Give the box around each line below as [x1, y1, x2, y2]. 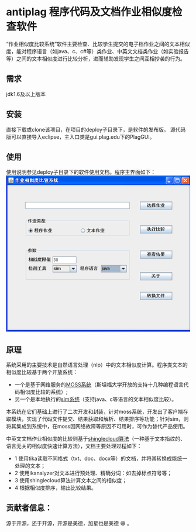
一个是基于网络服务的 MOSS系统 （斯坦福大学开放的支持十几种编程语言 [14, 381, 184, 388]
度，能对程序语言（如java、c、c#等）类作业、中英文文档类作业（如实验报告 [6, 47, 189, 54]
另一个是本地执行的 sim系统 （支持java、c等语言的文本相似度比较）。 [14, 396, 177, 403]
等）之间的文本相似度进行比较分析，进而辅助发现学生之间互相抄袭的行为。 [6, 55, 185, 62]
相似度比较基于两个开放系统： [6, 368, 78, 375]
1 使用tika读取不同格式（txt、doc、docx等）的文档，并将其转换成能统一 [14, 455, 188, 462]
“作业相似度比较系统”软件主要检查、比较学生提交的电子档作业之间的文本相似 [6, 40, 190, 47]
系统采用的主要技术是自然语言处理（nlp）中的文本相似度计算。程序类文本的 [6, 361, 188, 368]
